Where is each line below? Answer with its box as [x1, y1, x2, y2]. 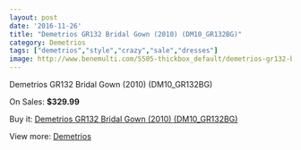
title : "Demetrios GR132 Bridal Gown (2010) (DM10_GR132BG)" [9, 29, 243, 38]
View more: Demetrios [9, 131, 92, 141]
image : [9, 54, 34, 63]
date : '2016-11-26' [9, 21, 82, 30]
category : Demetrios [9, 37, 87, 47]
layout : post [9, 12, 58, 22]
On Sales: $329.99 [9, 96, 81, 107]
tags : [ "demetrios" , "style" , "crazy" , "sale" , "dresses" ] [9, 46, 219, 55]
